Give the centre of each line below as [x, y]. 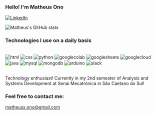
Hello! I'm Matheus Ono [34, 7]
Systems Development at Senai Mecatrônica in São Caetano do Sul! [75, 83]
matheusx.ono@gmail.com [33, 107]
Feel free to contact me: [34, 96]
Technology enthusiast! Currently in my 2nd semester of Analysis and [77, 78]
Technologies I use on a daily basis [48, 40]
